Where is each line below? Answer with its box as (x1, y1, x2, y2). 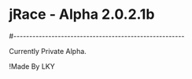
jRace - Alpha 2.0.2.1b (9, 5, 155, 23)
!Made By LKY (9, 61, 55, 71)
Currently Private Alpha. (9, 46, 87, 56)
